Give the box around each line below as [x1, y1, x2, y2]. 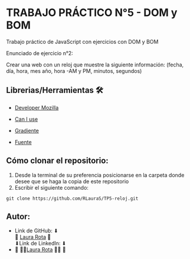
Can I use [14, 116, 38, 123]
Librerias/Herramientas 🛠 [6, 85, 103, 95]
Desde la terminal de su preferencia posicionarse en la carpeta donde [14, 171, 185, 178]
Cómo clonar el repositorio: [6, 156, 109, 166]
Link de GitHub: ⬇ [14, 227, 59, 234]
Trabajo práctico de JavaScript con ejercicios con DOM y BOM [6, 38, 159, 45]
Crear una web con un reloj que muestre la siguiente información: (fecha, [6, 61, 184, 68]
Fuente [14, 138, 32, 145]
